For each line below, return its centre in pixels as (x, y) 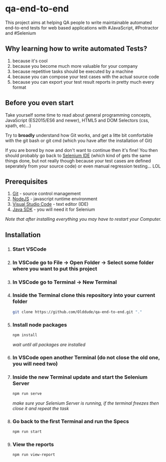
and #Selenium (21, 33)
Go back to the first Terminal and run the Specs (71, 421)
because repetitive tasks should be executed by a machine (73, 71)
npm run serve (27, 394)
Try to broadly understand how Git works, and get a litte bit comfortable (79, 135)
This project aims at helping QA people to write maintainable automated (79, 22)
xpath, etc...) (18, 126)
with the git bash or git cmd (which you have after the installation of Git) (79, 141)
